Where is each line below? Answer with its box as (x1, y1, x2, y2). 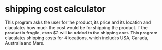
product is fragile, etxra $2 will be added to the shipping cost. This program (5, 30, 158, 35)
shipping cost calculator (5, 3, 106, 15)
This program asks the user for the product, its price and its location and (5, 19, 151, 25)
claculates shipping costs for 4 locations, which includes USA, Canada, (5, 35, 149, 41)
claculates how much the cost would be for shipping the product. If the (5, 24, 148, 30)
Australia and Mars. (5, 40, 45, 46)
